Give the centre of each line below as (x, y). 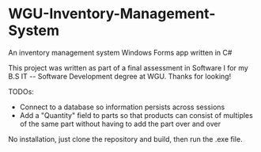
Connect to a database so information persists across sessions (122, 107)
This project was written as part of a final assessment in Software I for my (129, 67)
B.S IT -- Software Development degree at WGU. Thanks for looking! (120, 76)
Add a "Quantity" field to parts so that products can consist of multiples (136, 115)
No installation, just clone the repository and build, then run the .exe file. (125, 139)
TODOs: (21, 91)
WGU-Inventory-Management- (112, 14)
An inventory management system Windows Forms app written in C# (120, 52)
